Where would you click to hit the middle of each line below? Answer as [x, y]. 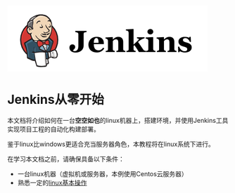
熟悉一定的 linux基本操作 [52, 182]
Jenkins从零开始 [56, 100]
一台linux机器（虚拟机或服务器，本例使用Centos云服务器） [102, 173]
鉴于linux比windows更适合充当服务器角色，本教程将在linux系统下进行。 [111, 144]
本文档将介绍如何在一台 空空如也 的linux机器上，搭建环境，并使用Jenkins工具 [118, 120]
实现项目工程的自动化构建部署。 [53, 129]
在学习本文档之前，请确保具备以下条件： [66, 159]
